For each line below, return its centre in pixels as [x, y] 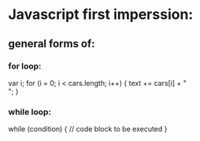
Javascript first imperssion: [101, 15]
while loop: [30, 112]
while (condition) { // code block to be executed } [88, 129]
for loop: [25, 66]
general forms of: [52, 44]
